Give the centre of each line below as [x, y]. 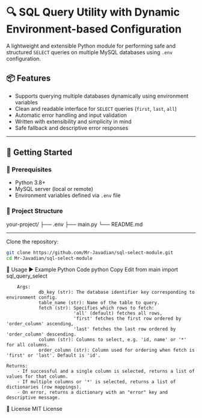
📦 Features [29, 79]
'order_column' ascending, [40, 324]
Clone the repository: [32, 242]
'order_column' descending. [41, 335]
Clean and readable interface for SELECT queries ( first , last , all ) [96, 108]
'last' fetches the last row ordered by [124, 329]
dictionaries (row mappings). [44, 387]
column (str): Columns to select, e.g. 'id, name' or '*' [112, 340]
